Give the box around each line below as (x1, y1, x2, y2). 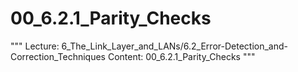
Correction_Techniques (10, 50, 106, 62)
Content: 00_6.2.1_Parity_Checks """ (107, 50, 256, 62)
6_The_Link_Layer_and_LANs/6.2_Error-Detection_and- (61, 40, 288, 52)
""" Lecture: (10, 40, 60, 52)
